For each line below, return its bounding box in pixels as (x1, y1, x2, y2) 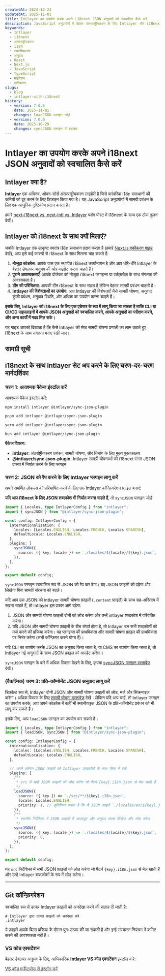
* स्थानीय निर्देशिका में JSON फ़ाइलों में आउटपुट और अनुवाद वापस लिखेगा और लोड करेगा (16, 817, 150, 821)
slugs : (5, 85, 19, 90)
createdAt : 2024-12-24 (5, 7, 52, 12)
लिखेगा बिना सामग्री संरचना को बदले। (5, 587, 63, 593)
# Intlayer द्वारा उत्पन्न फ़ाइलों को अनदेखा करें (5, 914, 80, 919)
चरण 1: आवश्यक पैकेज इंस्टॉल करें (5, 383, 67, 390)
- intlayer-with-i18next (9, 94, 60, 99)
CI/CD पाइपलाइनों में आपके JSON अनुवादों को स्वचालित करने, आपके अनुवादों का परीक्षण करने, (5, 309, 154, 315)
